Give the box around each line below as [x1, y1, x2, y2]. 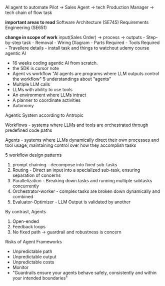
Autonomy [12, 103, 34, 108]
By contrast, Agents [5, 209, 46, 214]
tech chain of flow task [5, 10, 52, 16]
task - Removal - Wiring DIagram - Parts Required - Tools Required [22, 40, 160, 46]
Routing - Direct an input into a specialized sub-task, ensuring [12, 167, 140, 173]
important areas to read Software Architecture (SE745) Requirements [5, 20, 149, 25]
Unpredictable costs [12, 259, 54, 265]
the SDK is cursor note [12, 65, 59, 71]
